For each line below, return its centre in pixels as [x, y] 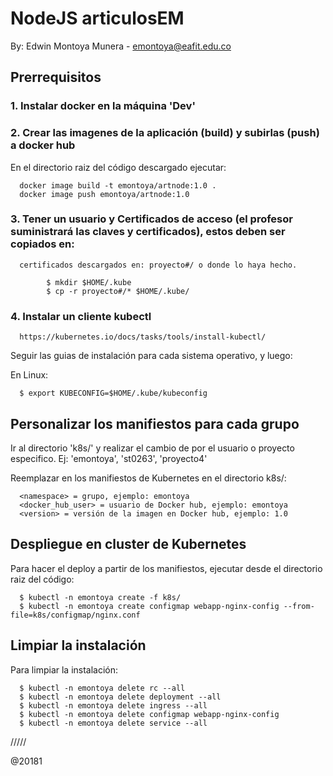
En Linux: [29, 375]
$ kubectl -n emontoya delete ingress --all [113, 705]
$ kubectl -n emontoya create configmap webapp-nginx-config [149, 606]
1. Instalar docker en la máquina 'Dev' [103, 106]
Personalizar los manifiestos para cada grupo [155, 423]
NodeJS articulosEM [97, 18]
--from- [299, 606]
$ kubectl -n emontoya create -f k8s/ [100, 597]
